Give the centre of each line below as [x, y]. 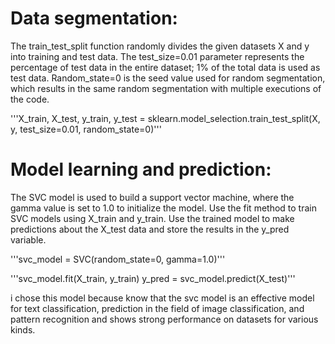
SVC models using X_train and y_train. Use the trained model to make [152, 218]
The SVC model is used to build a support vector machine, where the [152, 197]
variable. [28, 239]
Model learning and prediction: [141, 169]
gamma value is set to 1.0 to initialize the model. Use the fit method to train [163, 208]
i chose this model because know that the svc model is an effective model [162, 298]
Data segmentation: [94, 18]
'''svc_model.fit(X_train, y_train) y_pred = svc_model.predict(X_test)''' [153, 278]
